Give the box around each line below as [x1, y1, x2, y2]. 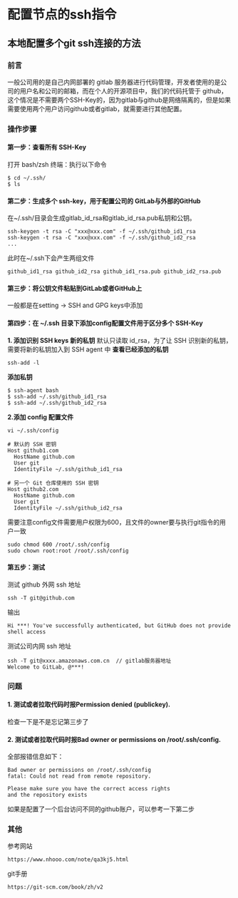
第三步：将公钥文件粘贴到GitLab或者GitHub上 [7, 284, 143, 292]
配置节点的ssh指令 [7, 6, 117, 23]
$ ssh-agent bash [7, 386, 59, 394]
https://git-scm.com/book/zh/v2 [7, 884, 103, 891]
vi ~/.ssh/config [7, 427, 59, 434]
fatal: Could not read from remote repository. [7, 773, 152, 780]
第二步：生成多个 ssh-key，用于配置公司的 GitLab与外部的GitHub [7, 197, 201, 205]
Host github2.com [7, 485, 59, 492]
